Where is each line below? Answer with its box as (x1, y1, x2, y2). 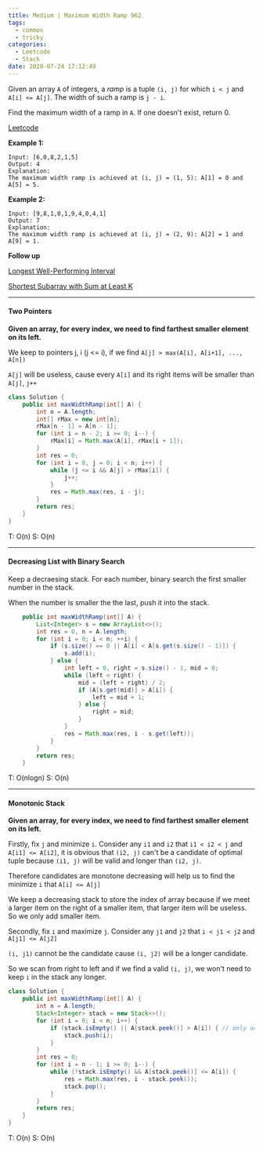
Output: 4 (8, 160, 41, 168)
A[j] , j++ (8, 378, 38, 387)
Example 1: (8, 138, 45, 148)
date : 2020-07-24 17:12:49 (8, 63, 96, 71)
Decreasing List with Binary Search (8, 557, 125, 566)
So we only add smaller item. (8, 911, 102, 921)
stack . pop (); (63, 1082, 107, 1090)
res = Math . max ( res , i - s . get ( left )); (63, 729, 194, 738)
